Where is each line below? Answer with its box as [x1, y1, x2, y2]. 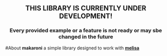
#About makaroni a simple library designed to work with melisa [5, 45, 139, 51]
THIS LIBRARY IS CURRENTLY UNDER [25, 4, 147, 13]
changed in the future [58, 33, 113, 40]
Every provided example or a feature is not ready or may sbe [9, 27, 162, 34]
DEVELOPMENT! [59, 12, 113, 21]
